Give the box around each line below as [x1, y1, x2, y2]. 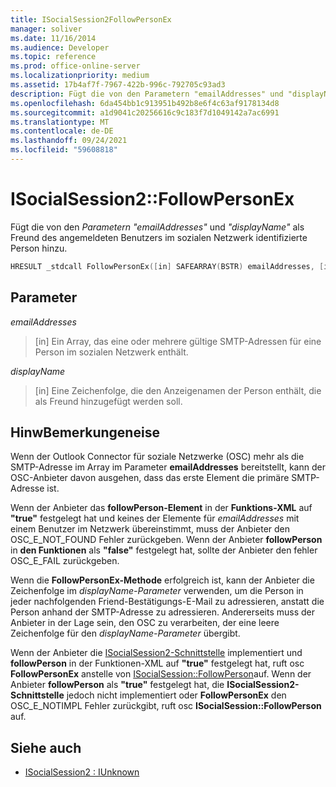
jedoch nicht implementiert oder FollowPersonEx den [66, 689, 287, 701]
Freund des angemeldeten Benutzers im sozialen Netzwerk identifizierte [10, 231, 308, 243]
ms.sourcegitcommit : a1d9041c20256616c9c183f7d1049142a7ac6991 [10, 107, 280, 118]
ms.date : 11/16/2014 [10, 33, 97, 43]
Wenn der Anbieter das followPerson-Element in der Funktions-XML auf [10, 502, 313, 514]
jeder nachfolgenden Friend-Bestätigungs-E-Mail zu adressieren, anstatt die [10, 596, 325, 608]
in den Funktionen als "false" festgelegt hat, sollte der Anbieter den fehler [10, 544, 318, 556]
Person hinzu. [10, 242, 68, 254]
